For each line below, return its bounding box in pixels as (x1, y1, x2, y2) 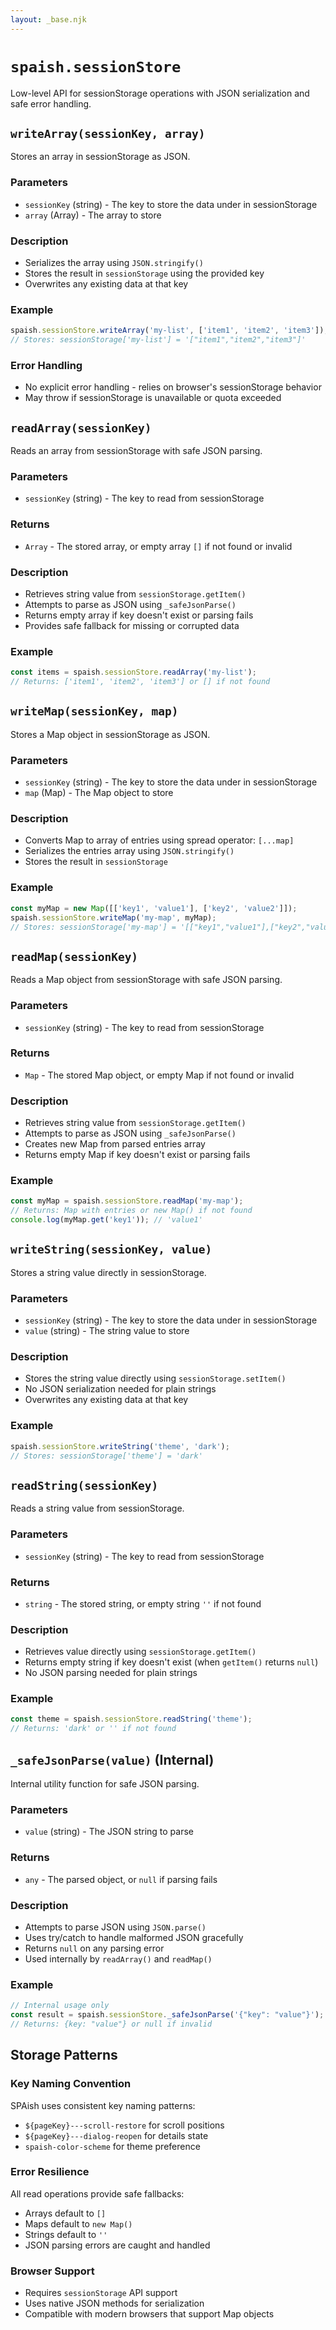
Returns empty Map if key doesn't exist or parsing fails (24, 1149, 251, 1161)
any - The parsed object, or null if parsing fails (24, 1873, 218, 1885)
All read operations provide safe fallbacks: (10, 2187, 185, 2200)
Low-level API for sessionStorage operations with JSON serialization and (10, 87, 310, 99)
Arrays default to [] (24, 2207, 107, 2219)
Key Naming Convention (10, 2077, 132, 2091)
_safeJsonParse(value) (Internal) (10, 1751, 215, 1768)
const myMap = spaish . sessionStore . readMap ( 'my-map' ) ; (10, 1196, 244, 1206)
